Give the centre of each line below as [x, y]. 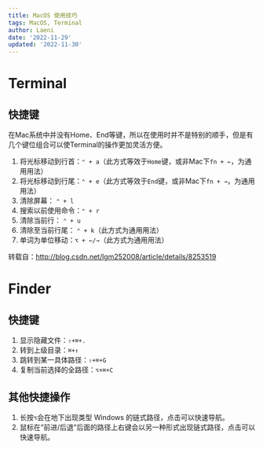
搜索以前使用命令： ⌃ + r [59, 211]
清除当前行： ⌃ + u [50, 220]
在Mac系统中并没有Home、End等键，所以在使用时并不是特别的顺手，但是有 [131, 135]
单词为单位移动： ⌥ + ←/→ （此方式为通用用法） [94, 240]
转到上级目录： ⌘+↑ [49, 350]
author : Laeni [31, 30]
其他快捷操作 [39, 397]
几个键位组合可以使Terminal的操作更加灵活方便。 [88, 145]
